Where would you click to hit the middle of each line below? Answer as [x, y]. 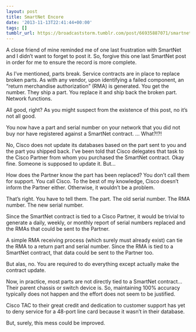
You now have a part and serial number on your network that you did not [93, 128]
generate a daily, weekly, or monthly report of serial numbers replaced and [96, 223]
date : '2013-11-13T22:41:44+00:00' [49, 22]
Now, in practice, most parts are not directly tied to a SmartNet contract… [94, 282]
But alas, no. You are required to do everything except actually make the [93, 264]
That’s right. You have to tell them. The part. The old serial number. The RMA [98, 199]
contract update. [26, 271]
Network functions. [29, 99]
